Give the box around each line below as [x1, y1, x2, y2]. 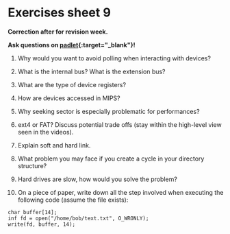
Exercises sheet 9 [8, 5, 112, 21]
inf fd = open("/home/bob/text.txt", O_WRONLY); [8, 215, 149, 222]
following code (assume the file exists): [17, 196, 129, 204]
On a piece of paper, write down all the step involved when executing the [17, 188, 224, 196]
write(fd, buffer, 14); [8, 221, 76, 228]
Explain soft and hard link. [17, 141, 91, 149]
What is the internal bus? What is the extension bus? [17, 67, 166, 75]
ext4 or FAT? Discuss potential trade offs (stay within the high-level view [17, 120, 222, 128]
